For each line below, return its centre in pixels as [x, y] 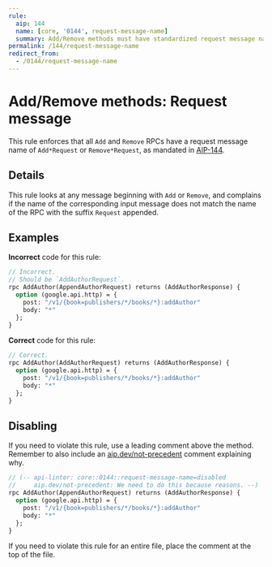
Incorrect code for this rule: [55, 258]
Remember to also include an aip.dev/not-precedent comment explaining [130, 454]
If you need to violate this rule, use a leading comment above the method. [131, 446]
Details [26, 175]
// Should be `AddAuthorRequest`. [67, 280]
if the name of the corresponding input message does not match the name [132, 203]
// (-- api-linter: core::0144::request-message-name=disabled [117, 478]
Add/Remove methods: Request [118, 102]
